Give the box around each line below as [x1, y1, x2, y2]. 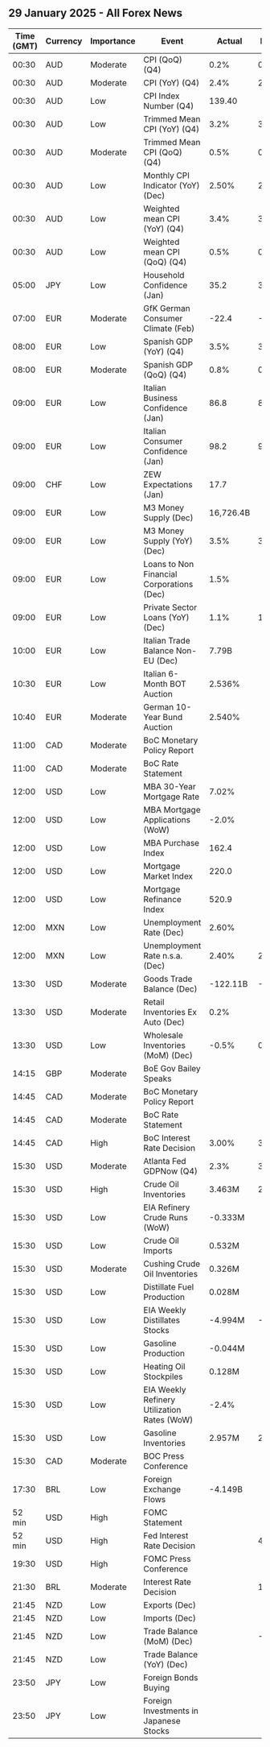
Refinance [143, 893, 182, 905]
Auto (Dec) [143, 1016, 185, 1028]
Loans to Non [143, 558, 194, 569]
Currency [45, 35, 83, 47]
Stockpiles [143, 1371, 183, 1382]
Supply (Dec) [143, 511, 194, 523]
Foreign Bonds [143, 1671, 198, 1683]
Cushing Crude [143, 1258, 201, 1269]
